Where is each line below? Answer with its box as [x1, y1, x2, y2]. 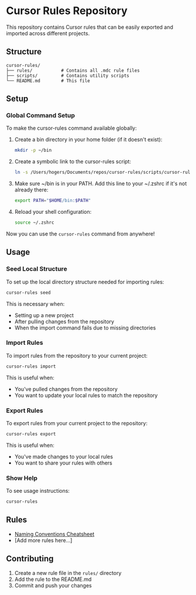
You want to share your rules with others [14, 459, 113, 466]
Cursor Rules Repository [6, 4, 128, 18]
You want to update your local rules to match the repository [14, 392, 158, 399]
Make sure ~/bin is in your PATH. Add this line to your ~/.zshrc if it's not [14, 180, 187, 187]
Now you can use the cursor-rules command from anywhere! [6, 230, 155, 237]
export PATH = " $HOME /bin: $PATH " [14, 198, 91, 204]
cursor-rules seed [6, 290, 51, 295]
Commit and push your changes [14, 581, 92, 589]
